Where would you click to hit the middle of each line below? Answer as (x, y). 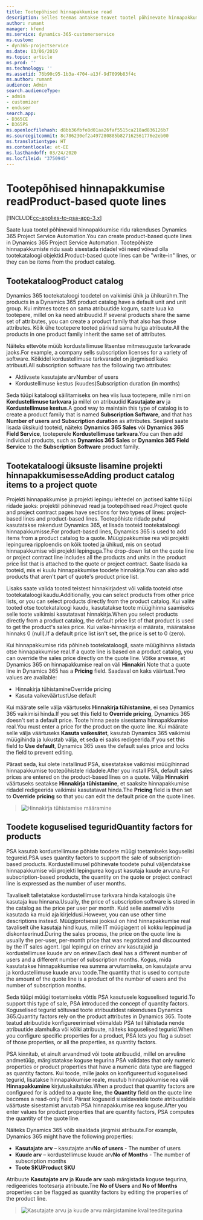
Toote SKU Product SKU (45, 1167)
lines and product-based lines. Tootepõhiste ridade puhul (95, 518)
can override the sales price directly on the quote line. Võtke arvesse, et (96, 658)
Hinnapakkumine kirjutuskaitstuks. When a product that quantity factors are (101, 1086)
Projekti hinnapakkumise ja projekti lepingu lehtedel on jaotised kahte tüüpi (99, 499)
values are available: (32, 677)
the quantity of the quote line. (43, 1118)
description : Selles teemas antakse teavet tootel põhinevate (86, 18)
